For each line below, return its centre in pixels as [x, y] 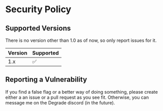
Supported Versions [38, 28]
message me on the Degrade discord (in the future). [60, 102]
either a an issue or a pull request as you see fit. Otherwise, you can [77, 97]
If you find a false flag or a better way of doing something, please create [81, 92]
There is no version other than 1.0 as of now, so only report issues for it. [81, 40]
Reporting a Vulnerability [46, 80]
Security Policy [38, 9]
